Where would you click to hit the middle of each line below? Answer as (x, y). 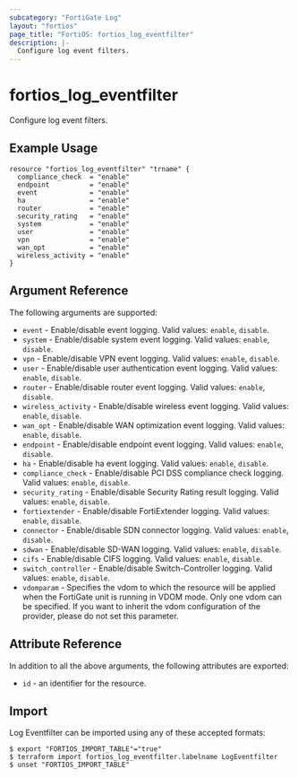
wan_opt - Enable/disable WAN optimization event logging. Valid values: (153, 425)
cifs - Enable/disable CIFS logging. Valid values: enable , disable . (142, 558)
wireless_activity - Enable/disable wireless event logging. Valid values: (155, 406)
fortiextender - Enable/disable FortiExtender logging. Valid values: (146, 511)
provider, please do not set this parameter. (100, 616)
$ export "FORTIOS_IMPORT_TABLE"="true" (86, 749)
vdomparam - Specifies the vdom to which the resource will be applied (149, 587)
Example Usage (54, 149)
